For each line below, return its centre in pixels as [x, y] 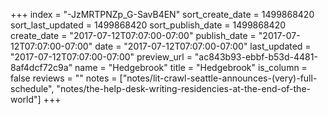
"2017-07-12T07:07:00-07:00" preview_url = [101, 57]
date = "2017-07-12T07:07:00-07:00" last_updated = [203, 46]
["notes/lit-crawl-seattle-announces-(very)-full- [218, 78]
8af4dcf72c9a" [41, 67]
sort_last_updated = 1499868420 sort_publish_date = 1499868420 [148, 25]
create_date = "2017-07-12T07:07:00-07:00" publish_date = [133, 35]
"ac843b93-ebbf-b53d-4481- [256, 57]
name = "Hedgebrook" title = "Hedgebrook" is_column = [191, 67]
